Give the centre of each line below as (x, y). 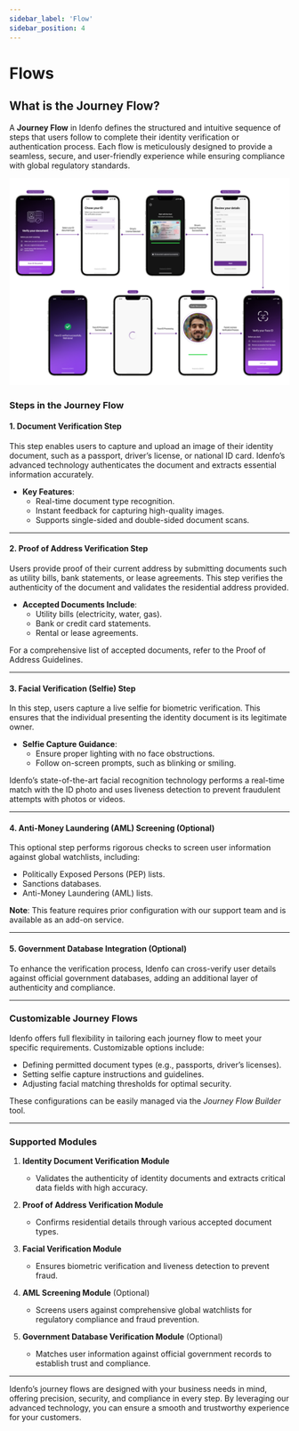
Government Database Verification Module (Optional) (122, 1337)
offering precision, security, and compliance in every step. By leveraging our (149, 1399)
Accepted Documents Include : (80, 604)
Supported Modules (53, 1141)
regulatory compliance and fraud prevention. (117, 1320)
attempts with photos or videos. (68, 800)
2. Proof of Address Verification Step (79, 549)
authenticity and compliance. (62, 987)
